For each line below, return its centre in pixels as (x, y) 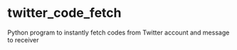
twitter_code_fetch (64, 13)
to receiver (23, 39)
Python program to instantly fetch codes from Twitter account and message (118, 32)
